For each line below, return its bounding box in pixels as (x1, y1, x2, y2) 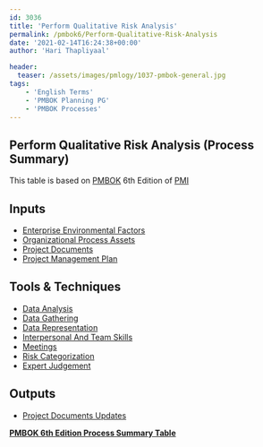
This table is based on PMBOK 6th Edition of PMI (9, 176, 190, 186)
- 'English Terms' (25, 87, 94, 97)
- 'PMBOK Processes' (25, 104, 102, 113)
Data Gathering (21, 313, 79, 323)
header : (9, 63, 38, 72)
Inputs (9, 201, 47, 216)
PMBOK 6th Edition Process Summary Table (9, 427, 176, 438)
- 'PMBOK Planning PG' (25, 96, 110, 105)
